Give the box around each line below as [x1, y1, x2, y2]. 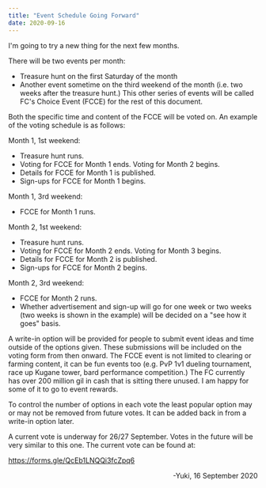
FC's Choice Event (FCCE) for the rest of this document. [19, 96, 203, 106]
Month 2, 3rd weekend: [8, 278, 85, 287]
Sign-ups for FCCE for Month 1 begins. [19, 176, 146, 186]
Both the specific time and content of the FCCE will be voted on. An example [8, 112, 258, 121]
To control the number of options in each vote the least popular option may [8, 399, 253, 409]
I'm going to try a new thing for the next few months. [8, 40, 180, 50]
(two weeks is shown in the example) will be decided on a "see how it [19, 310, 247, 320]
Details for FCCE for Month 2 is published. [19, 254, 158, 263]
